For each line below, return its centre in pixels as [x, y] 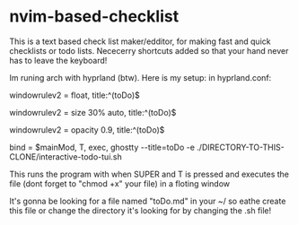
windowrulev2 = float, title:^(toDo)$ [75, 95]
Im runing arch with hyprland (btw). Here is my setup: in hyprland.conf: [140, 77]
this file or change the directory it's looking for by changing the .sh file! [140, 210]
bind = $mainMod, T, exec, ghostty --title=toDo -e [102, 147]
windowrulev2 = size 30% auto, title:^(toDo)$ [93, 112]
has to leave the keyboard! [58, 60]
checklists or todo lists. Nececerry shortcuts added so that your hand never [149, 50]
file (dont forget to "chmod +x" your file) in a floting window [120, 183]
